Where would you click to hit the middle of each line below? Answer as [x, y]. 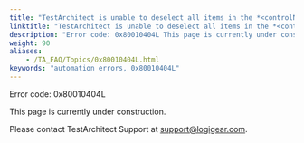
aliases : [26, 52]
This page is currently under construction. [88, 111]
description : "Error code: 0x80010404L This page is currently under [143, 34]
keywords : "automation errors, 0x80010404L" [95, 69]
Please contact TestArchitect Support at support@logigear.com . [128, 129]
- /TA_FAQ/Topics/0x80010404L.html [93, 60]
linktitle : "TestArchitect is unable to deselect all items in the [139, 26]
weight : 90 [30, 43]
